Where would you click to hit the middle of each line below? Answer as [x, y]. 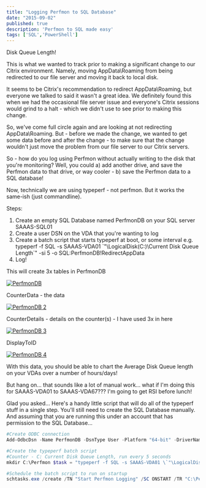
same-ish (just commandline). [44, 196]
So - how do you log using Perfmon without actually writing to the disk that [101, 159]
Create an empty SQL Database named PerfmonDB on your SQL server [105, 220]
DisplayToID [21, 343]
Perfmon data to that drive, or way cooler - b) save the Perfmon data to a [99, 172]
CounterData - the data [36, 295]
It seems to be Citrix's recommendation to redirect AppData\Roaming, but [99, 89]
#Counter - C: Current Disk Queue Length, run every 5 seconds [89, 457]
